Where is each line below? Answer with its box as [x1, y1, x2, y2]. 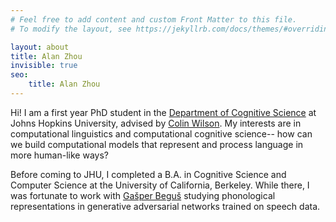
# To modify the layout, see [10, 24, 132, 34]
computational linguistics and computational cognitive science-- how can [10, 127, 313, 140]
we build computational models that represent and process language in [10, 138, 304, 150]
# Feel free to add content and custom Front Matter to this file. [10, 14, 298, 25]
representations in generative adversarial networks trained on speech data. [10, 200, 321, 212]
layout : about [10, 42, 70, 52]
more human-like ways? [10, 149, 109, 161]
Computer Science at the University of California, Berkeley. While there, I [10, 179, 310, 191]
